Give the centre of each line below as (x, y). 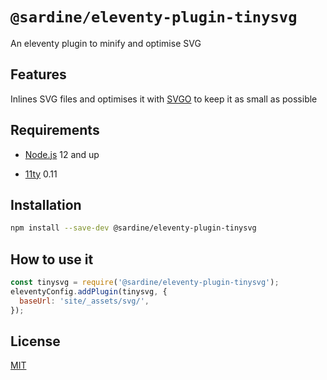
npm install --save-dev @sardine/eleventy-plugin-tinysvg (133, 228)
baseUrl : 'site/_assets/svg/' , (84, 301)
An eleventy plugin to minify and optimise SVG (106, 43)
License (35, 341)
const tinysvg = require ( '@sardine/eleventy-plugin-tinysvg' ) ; (145, 283)
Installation (46, 204)
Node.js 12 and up (62, 154)
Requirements (55, 130)
